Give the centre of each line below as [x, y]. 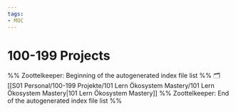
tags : [15, 14]
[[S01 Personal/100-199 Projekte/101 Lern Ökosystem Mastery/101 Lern [111, 86]
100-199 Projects [59, 56]
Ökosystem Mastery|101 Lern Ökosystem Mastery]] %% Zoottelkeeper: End [118, 94]
